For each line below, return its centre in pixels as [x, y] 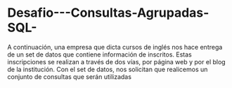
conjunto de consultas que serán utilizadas [70, 76]
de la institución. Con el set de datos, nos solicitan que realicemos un [108, 69]
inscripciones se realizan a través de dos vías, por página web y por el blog [117, 61]
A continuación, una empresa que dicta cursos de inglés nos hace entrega [115, 47]
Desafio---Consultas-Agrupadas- [108, 13]
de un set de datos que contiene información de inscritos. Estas [99, 54]
